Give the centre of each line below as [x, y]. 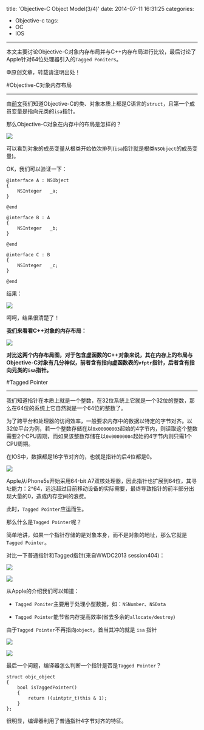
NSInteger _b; [38, 228]
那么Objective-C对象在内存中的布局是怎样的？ [64, 124]
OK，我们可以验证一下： [37, 169]
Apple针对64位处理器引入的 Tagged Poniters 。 [64, 59]
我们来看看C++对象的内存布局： [46, 331]
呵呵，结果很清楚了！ [33, 318]
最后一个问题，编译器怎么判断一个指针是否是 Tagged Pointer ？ [84, 665]
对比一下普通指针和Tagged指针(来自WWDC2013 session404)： [86, 555]
